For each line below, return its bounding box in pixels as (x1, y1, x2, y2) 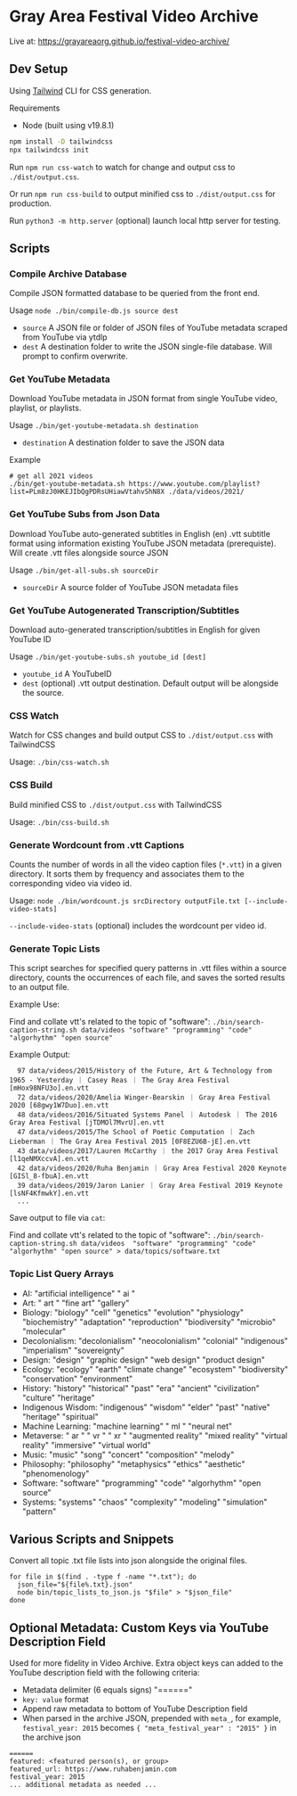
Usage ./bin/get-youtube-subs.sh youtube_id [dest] (9, 651, 207, 662)
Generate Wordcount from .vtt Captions (9, 838, 185, 851)
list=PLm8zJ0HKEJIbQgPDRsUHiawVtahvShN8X (9, 488, 165, 497)
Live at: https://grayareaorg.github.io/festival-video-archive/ (9, 36, 229, 46)
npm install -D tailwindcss (9, 136, 114, 146)
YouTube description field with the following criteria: (9, 1668, 200, 1678)
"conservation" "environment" (21, 1373, 133, 1384)
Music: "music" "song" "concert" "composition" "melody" (21, 1449, 235, 1460)
